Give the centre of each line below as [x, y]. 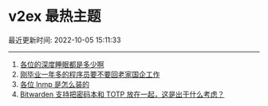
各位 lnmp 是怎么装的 [55, 84]
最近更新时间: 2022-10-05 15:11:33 [65, 40]
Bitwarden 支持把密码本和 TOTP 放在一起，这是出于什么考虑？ [122, 94]
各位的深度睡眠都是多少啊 [62, 64]
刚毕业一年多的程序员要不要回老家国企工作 [90, 74]
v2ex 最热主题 [55, 16]
